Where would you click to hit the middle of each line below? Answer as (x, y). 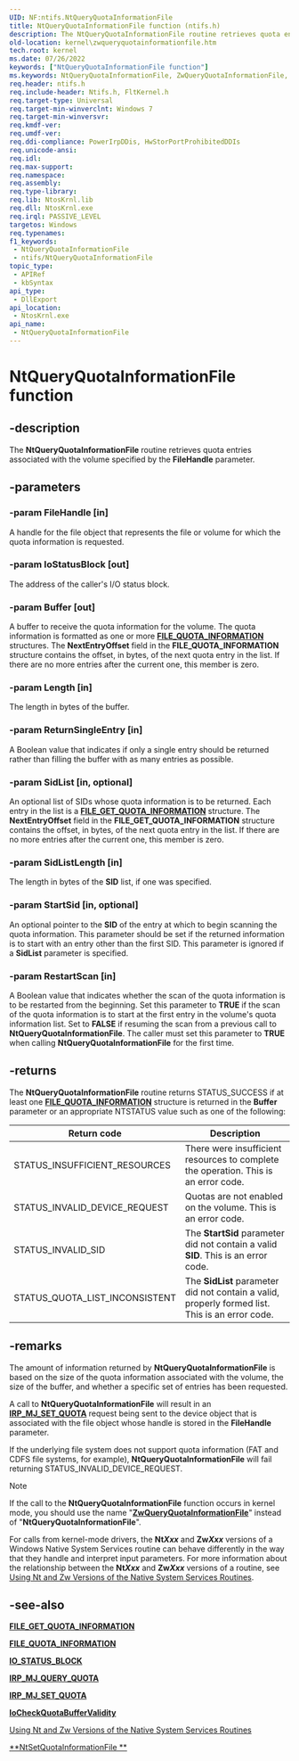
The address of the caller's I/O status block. (90, 584)
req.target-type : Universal (61, 100)
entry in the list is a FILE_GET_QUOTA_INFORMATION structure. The (135, 811)
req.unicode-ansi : (43, 150)
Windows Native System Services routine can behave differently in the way (147, 1549)
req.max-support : (41, 167)
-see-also (37, 1605)
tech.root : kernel (43, 51)
